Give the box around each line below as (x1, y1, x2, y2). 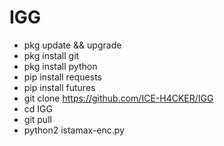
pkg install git (23, 49, 80, 61)
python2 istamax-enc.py (23, 124, 125, 136)
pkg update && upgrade (23, 39, 122, 51)
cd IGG (23, 102, 53, 115)
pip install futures (23, 81, 96, 93)
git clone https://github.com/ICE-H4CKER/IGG (23, 92, 214, 104)
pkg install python (23, 60, 98, 72)
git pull (23, 113, 52, 125)
